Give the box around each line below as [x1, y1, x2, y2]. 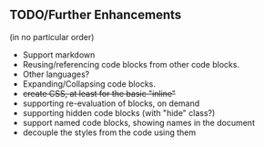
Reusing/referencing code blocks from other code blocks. [22, 58, 239, 69]
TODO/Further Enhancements [9, 7, 182, 23]
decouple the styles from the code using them [22, 127, 197, 138]
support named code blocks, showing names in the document [22, 117, 255, 128]
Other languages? [22, 68, 90, 79]
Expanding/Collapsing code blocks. [22, 78, 157, 89]
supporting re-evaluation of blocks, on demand [22, 98, 200, 109]
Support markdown [22, 49, 96, 60]
